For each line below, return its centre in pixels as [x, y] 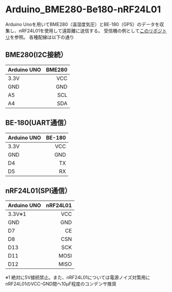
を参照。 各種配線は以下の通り [42, 37]
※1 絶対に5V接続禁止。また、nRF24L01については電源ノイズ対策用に [78, 278]
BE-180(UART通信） [38, 123]
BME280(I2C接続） [36, 55]
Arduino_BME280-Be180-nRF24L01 [83, 9]
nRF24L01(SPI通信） [39, 191]
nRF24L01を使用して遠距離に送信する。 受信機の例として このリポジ [91, 31]
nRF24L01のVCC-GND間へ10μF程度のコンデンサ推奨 [61, 284]
